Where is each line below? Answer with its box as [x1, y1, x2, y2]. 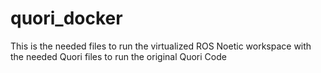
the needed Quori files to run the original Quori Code [10, 50, 227, 62]
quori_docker [10, 7, 123, 30]
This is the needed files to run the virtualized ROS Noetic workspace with [10, 40, 312, 52]
